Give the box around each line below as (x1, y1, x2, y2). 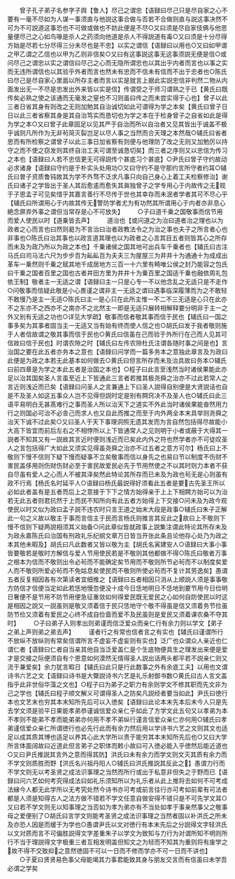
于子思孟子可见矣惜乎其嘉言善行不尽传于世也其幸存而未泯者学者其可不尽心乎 (7, 190, 228, 198)
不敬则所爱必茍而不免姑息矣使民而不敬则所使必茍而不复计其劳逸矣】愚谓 (19, 567, 228, 574)
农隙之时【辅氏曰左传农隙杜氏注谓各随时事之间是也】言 (68, 339, 228, 347)
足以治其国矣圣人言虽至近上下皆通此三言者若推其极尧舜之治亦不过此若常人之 (7, 374, 228, 382)
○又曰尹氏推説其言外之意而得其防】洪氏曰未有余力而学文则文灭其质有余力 (7, 750, 222, 759)
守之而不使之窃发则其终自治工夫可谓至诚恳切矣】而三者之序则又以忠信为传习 (7, 146, 228, 154)
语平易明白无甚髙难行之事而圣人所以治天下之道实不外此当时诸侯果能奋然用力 (7, 400, 228, 408)
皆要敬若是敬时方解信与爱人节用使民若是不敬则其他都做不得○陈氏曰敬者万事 (7, 549, 227, 557)
